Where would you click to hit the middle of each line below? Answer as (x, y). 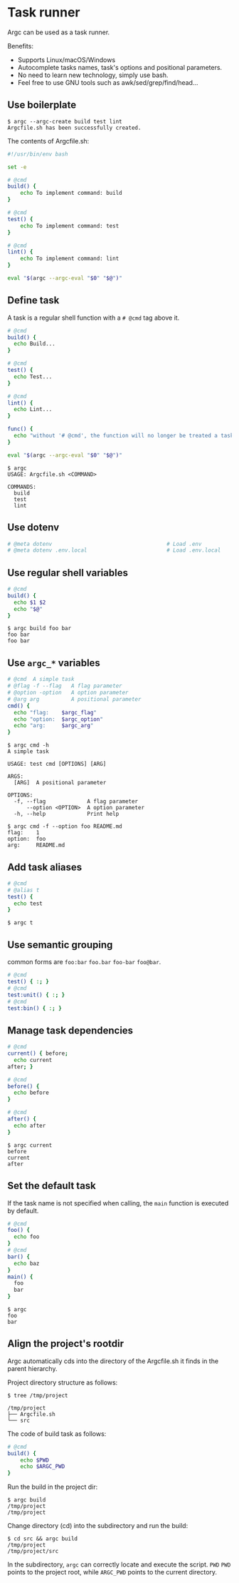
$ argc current (30, 1145)
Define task (33, 300)
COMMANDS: (22, 487)
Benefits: (21, 46)
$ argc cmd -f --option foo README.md (65, 826)
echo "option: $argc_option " (58, 719)
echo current (33, 1060)
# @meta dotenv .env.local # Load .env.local (114, 550)
